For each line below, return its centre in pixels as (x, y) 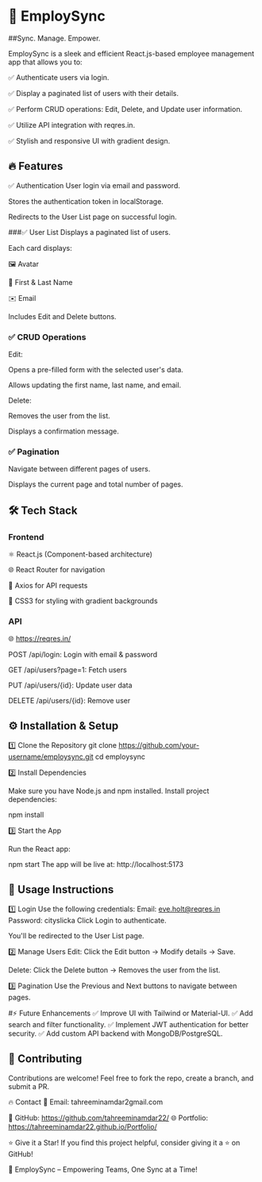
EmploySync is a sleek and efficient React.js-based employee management (131, 53)
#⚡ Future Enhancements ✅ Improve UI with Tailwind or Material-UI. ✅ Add (131, 1013)
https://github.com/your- (159, 745)
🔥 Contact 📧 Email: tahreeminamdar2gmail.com (86, 1102)
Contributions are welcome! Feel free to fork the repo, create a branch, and (131, 1078)
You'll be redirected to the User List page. (76, 935)
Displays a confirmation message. (64, 431)
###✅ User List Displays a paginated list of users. (89, 232)
